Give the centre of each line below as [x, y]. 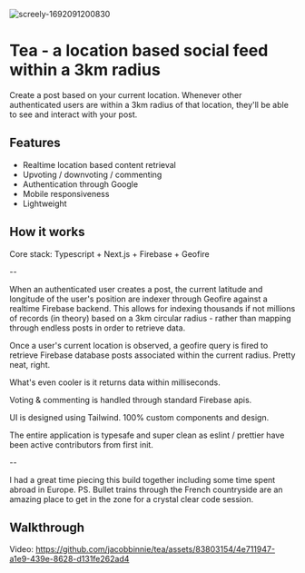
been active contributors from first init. [82, 444]
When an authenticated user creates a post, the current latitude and [136, 289]
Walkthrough [47, 527]
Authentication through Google [80, 184]
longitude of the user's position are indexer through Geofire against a [138, 299]
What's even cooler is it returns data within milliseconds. [115, 382]
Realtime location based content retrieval [99, 164]
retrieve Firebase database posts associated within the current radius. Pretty [152, 355]
